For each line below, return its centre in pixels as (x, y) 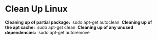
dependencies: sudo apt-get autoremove (48, 32)
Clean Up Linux (36, 9)
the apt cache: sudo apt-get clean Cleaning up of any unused (69, 27)
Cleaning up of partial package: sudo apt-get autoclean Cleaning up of (78, 22)
